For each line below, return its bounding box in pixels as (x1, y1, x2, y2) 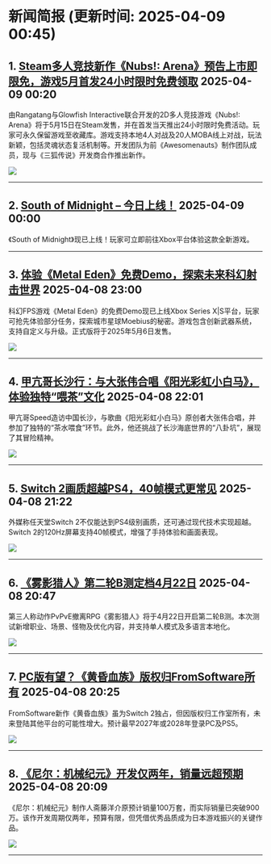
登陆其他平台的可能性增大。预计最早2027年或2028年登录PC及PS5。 (15, 718, 243, 728)
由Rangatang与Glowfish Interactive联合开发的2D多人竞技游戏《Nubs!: (8, 110, 240, 120)
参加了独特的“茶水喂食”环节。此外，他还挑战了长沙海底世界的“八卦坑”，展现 (8, 423, 261, 433)
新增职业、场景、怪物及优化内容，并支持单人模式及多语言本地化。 (15, 622, 235, 631)
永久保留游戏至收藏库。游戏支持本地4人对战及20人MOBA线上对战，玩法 (22, 130, 262, 140)
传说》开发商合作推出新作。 (57, 150, 150, 160)
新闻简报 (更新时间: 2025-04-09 (8, 7, 226, 26)
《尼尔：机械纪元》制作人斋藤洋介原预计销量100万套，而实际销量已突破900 (8, 803, 260, 812)
